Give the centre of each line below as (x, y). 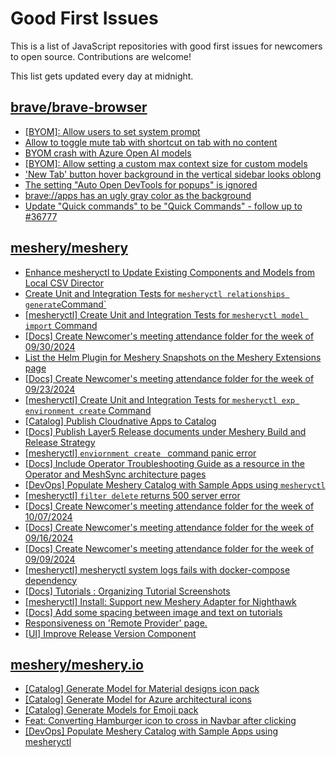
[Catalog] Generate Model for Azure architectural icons (138, 699)
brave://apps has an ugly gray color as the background (138, 195)
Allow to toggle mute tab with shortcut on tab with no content (151, 142)
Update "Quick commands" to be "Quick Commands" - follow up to (163, 206)
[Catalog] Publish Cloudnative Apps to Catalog (120, 421)
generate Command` (65, 304)
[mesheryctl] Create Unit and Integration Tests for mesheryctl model (164, 314)
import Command (61, 325)
